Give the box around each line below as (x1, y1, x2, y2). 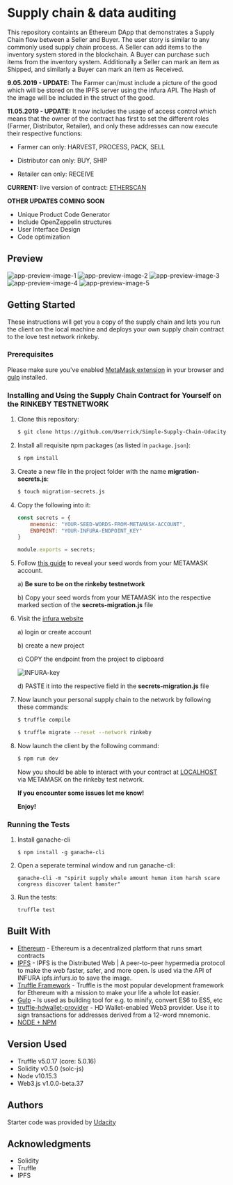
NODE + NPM (17, 1018, 57, 1027)
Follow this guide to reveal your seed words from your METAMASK (17, 559, 209, 567)
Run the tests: (17, 893, 58, 902)
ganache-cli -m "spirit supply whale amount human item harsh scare (17, 874, 220, 882)
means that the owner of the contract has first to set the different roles (7, 114, 209, 123)
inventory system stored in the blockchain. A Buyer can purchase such (7, 50, 210, 59)
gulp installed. (7, 373, 47, 381)
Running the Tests (7, 819, 70, 829)
